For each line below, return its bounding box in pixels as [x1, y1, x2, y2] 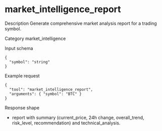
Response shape [5, 105, 40, 111]
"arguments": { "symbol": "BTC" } [9, 91, 82, 97]
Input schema [5, 45, 33, 51]
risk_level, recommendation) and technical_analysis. [12, 120, 121, 126]
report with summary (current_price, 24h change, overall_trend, [12, 114, 144, 120]
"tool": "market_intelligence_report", [9, 87, 93, 92]
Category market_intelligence [5, 35, 66, 41]
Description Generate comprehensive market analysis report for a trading [5, 20, 157, 26]
